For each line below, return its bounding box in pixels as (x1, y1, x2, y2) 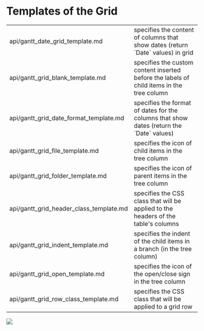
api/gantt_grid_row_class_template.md (9, 294, 119, 303)
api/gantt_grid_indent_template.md (9, 240, 108, 249)
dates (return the (134, 121, 182, 130)
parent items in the (134, 172, 187, 180)
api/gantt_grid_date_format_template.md (9, 114, 124, 122)
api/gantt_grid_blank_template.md (9, 73, 106, 82)
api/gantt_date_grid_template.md (9, 37, 103, 45)
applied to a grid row (134, 302, 193, 311)
